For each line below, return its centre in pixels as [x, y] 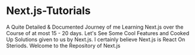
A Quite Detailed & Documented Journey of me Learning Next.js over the [95, 27]
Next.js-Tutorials [48, 11]
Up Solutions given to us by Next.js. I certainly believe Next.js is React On [96, 39]
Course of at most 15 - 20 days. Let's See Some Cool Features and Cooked [98, 33]
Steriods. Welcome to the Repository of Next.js [63, 46]
